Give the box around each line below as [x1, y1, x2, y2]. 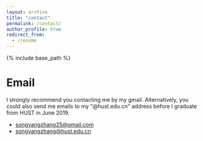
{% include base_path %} [6, 55, 71, 61]
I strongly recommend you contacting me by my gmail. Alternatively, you [6, 96, 189, 103]
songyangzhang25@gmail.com [15, 121, 94, 128]
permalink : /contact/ [6, 20, 62, 26]
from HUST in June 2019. [6, 109, 70, 116]
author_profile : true [6, 26, 62, 32]
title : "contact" [6, 15, 51, 21]
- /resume [12, 37, 37, 44]
